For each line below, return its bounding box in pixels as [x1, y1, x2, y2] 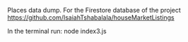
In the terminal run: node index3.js [7, 27, 107, 35]
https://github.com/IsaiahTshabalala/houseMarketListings [7, 13, 175, 22]
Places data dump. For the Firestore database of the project [7, 6, 182, 14]
